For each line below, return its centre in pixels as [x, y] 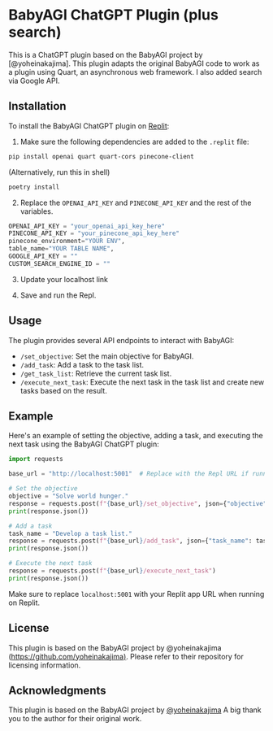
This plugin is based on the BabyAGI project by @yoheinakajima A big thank [135, 710]
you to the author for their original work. [75, 719]
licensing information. [45, 665]
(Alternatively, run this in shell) [59, 172]
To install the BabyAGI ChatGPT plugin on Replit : [89, 126]
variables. [37, 211]
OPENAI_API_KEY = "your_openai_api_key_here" [87, 226]
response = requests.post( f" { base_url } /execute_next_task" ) [113, 571]
